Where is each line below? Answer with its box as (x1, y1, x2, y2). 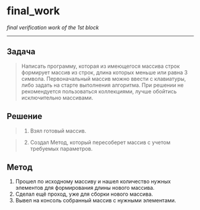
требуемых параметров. (30, 145, 93, 152)
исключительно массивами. (21, 94, 94, 101)
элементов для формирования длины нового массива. (15, 184, 155, 192)
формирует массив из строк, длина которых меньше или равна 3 (21, 68, 188, 76)
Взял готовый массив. (30, 127, 87, 134)
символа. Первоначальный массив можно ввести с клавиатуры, (21, 75, 186, 82)
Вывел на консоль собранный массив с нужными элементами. (15, 197, 177, 204)
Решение (7, 111, 43, 121)
